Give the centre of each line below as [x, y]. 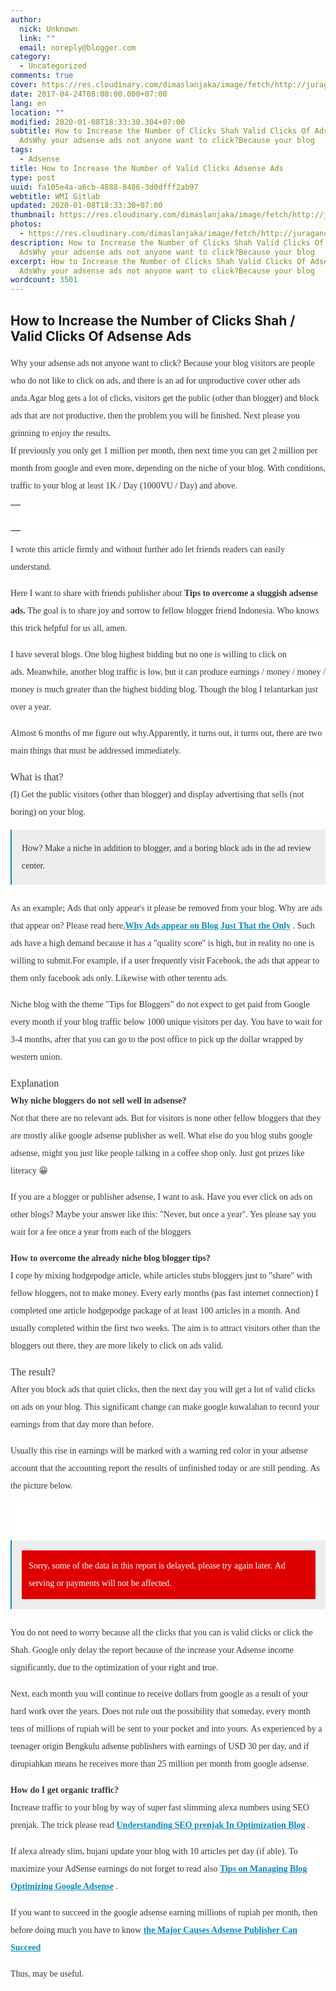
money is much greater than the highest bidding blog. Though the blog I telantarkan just [164, 689]
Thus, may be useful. [47, 1973]
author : [26, 19]
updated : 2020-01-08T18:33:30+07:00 [86, 206]
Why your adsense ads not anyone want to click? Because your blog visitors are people [162, 362]
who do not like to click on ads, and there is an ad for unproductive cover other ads [155, 380]
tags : [21, 150]
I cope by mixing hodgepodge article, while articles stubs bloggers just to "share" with [161, 1275]
